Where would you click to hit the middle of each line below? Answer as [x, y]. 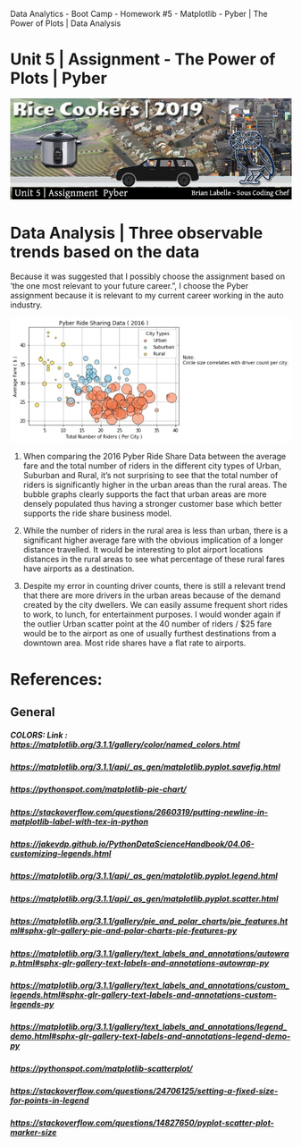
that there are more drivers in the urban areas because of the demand [151, 595]
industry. [26, 305]
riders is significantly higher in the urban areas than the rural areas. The [155, 485]
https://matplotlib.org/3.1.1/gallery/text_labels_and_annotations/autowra [150, 953]
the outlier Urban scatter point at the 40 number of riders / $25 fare [147, 624]
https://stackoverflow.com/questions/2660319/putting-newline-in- [139, 812]
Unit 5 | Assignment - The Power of [143, 59]
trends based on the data [105, 252]
